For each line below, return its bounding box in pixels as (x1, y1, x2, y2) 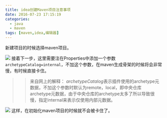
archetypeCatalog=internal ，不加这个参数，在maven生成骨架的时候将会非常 (5, 62, 162, 67)
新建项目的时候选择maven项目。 (5, 45, 71, 50)
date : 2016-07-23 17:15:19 (5, 12, 61, 17)
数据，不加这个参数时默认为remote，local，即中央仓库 (29, 85, 142, 90)
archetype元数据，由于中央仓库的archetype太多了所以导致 (29, 91, 151, 97)
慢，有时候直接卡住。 (5, 68, 49, 74)
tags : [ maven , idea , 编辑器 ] (5, 30, 59, 35)
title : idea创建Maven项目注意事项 (5, 7, 71, 12)
